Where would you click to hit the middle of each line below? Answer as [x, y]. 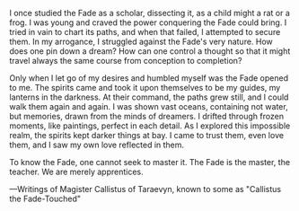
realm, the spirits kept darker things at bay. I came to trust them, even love [147, 135]
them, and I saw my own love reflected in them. [97, 145]
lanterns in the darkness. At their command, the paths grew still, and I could [149, 97]
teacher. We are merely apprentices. [76, 171]
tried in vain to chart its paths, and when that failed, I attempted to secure [145, 32]
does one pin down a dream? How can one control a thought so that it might [150, 51]
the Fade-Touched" [45, 198]
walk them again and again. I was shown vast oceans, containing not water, [149, 106]
